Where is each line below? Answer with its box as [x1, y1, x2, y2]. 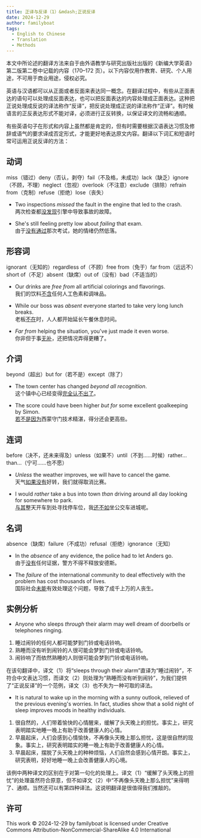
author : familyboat [6, 20, 55, 26]
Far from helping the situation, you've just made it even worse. [14, 328, 169, 335]
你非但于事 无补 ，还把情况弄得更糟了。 [14, 334, 109, 342]
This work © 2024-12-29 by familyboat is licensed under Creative [6, 819, 169, 827]
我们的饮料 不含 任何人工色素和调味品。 [14, 290, 109, 297]
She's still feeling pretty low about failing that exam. [14, 220, 143, 227]
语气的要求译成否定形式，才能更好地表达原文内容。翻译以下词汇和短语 [16, 130, 190, 137]
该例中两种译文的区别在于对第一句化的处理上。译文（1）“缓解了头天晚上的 [6, 769, 189, 776]
